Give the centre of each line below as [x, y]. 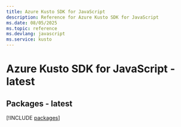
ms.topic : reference [32, 28]
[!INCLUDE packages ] [33, 118]
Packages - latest [39, 103]
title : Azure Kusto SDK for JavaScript [56, 12]
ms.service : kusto [29, 39]
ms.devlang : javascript [36, 34]
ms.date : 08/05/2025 [32, 23]
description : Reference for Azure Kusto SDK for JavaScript [83, 17]
